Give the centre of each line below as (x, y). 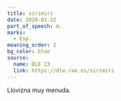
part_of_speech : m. (35, 26)
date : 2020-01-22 (32, 20)
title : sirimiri (30, 13)
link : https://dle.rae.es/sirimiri (64, 70)
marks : (16, 32)
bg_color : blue (29, 52)
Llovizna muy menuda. (39, 90)
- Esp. (23, 39)
